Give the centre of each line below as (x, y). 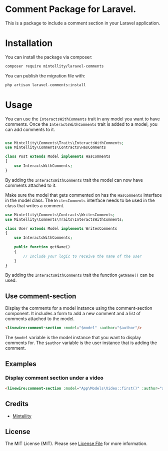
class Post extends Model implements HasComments (58, 157)
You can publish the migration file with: (45, 75)
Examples (21, 364)
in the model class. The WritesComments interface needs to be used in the (80, 200)
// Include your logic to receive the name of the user (82, 256)
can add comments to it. (30, 129)
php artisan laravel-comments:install (45, 85)
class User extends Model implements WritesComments (61, 228)
